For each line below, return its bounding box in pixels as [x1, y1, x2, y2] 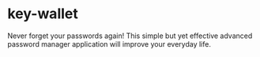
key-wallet [7, 5, 78, 23]
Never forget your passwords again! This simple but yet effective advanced [7, 31, 253, 40]
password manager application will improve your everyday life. [7, 39, 211, 48]
